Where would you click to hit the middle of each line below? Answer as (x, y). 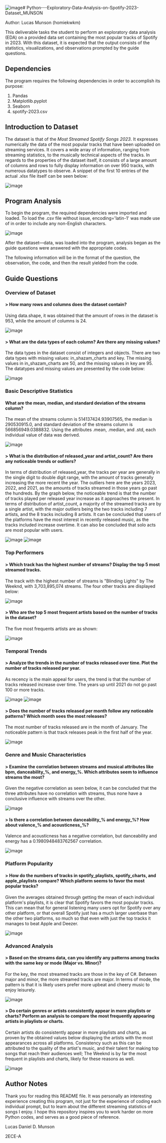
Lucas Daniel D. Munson (30, 1127)
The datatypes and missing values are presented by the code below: (75, 369)
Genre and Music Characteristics (46, 755)
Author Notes (27, 1084)
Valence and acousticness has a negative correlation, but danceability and (81, 836)
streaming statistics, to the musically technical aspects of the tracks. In (78, 155)
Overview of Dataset (30, 293)
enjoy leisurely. (21, 990)
